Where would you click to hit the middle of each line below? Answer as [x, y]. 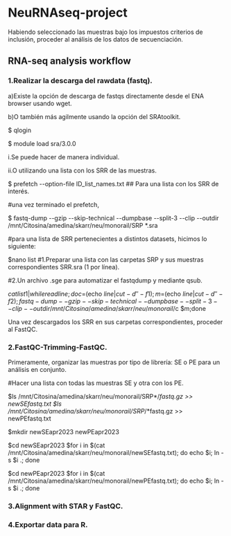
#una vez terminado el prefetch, [54, 204]
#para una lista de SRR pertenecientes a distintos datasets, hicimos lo [108, 239]
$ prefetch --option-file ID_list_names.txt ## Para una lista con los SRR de [113, 184]
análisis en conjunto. [37, 369]
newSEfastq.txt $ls [35, 404]
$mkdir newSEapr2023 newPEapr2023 [64, 431]
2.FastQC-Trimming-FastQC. [58, 347]
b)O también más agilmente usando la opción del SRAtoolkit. [94, 116]
